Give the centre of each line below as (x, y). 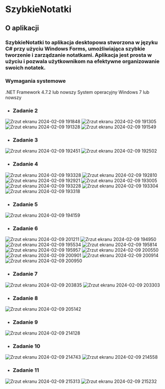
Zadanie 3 (25, 140)
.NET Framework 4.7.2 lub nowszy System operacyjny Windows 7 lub (77, 92)
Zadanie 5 (25, 204)
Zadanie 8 (25, 298)
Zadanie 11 (26, 370)
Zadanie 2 (25, 111)
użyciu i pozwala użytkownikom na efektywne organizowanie (82, 61)
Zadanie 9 (25, 322)
